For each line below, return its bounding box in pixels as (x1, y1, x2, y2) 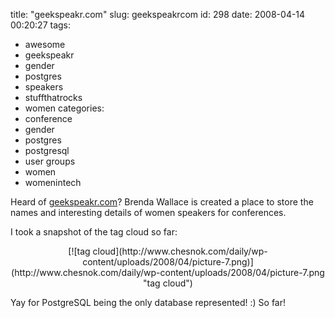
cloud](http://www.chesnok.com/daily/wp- (92, 245, 268, 257)
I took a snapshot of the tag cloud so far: (10, 226, 178, 238)
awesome (24, 39, 66, 50)
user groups (24, 155, 76, 167)
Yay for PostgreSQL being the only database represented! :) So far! (10, 297, 287, 308)
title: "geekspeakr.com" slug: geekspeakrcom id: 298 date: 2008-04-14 (10, 9, 306, 20)
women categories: (24, 102, 105, 114)
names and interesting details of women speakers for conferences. (10, 207, 287, 218)
